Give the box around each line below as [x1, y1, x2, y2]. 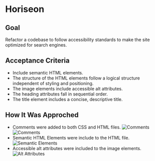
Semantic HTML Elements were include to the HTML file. [12, 134, 129, 140]
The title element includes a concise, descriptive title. [12, 96, 123, 102]
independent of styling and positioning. [12, 80, 94, 86]
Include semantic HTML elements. [12, 69, 84, 75]
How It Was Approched [5, 111, 79, 119]
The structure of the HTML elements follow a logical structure [12, 75, 140, 81]
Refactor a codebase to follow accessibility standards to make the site [5, 36, 150, 42]
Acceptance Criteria [5, 56, 70, 65]
